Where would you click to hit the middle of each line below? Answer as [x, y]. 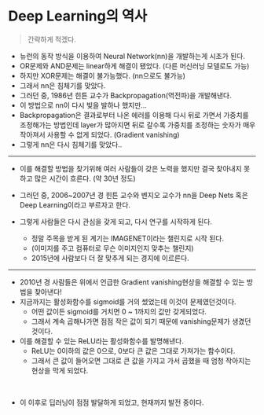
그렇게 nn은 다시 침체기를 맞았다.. [71, 144]
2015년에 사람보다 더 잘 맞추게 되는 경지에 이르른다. [110, 258]
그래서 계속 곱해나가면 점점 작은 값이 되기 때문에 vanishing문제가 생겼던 [141, 321]
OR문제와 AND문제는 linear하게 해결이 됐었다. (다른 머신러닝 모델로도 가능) [134, 66]
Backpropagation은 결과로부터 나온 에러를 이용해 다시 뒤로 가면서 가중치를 [134, 115]
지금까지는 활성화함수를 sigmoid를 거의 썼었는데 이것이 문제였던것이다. [128, 301]
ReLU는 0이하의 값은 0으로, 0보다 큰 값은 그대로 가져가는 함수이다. [133, 351]
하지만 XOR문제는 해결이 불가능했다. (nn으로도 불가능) [103, 75]
